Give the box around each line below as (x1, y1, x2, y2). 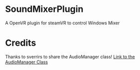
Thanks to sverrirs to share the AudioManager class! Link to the (5, 54, 135, 60)
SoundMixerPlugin (5, 3, 83, 15)
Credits (5, 37, 36, 49)
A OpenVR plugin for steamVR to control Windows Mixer (5, 20, 120, 26)
